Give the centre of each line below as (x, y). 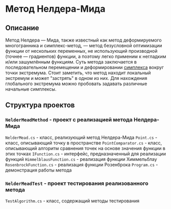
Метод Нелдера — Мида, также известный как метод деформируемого (83, 40)
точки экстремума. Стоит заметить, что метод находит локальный (78, 73)
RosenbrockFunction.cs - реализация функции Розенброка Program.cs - (82, 164)
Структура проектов (40, 105)
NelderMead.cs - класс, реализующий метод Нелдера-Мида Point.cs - (81, 137)
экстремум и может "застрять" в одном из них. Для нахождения (76, 78)
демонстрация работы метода (39, 170)
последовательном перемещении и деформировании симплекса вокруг (85, 67)
